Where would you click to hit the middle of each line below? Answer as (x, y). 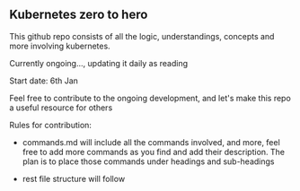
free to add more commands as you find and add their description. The (154, 152)
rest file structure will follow (74, 178)
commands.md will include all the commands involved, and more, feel (151, 142)
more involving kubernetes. (60, 46)
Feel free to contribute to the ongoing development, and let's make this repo (150, 98)
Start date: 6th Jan (44, 81)
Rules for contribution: (51, 125)
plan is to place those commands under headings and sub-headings (148, 161)
